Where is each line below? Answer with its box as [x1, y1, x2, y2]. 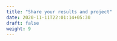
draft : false [6, 20, 39, 26]
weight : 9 [6, 25, 32, 32]
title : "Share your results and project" [6, 8, 113, 15]
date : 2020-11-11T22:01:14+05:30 [6, 14, 91, 20]
